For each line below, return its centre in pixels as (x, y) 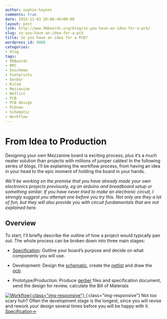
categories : (17, 47)
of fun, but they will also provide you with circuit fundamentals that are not (82, 202)
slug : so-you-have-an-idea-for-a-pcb (44, 33)
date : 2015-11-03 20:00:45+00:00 (40, 19)
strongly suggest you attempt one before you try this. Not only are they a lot (83, 197)
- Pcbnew (14, 107)
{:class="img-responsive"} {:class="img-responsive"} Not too (93, 295)
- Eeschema (16, 70)
